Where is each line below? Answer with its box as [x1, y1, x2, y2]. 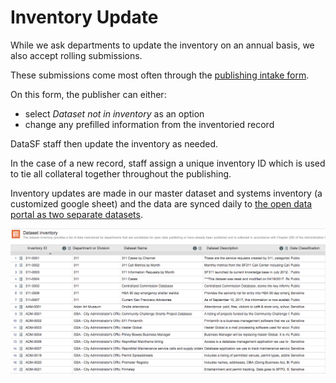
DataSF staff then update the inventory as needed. [10, 137, 219, 150]
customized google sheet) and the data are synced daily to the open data [10, 197, 313, 210]
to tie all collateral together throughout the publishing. [10, 167, 232, 180]
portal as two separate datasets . [10, 208, 143, 220]
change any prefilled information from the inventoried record [24, 118, 275, 130]
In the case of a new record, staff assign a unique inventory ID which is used [10, 157, 326, 169]
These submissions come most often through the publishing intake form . [10, 69, 310, 81]
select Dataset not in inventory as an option [24, 107, 205, 120]
